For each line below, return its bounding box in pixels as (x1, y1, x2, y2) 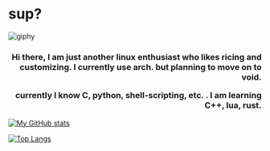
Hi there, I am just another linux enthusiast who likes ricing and (11, 51, 262, 63)
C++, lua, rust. (204, 100, 262, 111)
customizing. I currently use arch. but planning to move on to (19, 61, 262, 72)
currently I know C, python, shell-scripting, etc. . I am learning (14, 90, 262, 101)
